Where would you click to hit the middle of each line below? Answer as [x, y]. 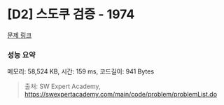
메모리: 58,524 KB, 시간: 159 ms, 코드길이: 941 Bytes [81, 71]
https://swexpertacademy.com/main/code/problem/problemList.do [121, 94]
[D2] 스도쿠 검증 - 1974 [71, 14]
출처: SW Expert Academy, [62, 86]
